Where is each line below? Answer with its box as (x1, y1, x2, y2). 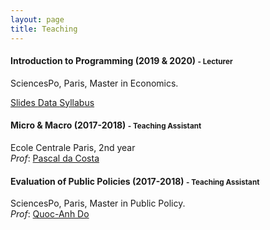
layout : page (10, 14, 65, 25)
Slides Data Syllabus (10, 96, 95, 108)
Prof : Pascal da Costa (10, 152, 100, 164)
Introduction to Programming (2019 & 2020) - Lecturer (10, 55, 233, 67)
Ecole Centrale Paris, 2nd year (10, 141, 136, 153)
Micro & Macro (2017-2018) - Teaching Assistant (10, 119, 202, 131)
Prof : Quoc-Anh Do (10, 208, 90, 220)
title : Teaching (10, 24, 78, 34)
